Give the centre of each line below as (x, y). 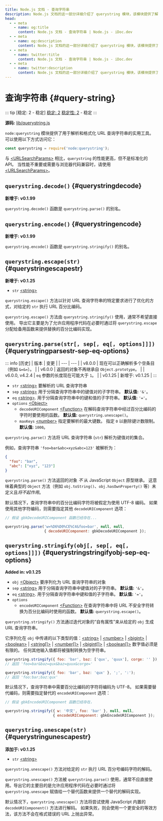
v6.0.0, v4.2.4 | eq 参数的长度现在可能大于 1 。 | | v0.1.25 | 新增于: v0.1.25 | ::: (81, 375)
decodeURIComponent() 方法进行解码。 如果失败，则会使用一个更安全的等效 (79, 807)
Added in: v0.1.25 (23, 572)
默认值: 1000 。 (33, 427)
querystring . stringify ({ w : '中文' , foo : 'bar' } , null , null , (70, 711)
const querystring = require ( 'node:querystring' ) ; (57, 148)
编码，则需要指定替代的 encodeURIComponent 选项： (60, 693)
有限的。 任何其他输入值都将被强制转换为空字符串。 (57, 650)
